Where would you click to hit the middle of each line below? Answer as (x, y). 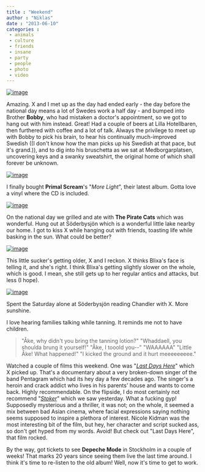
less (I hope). (23, 280)
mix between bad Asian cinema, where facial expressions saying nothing (98, 412)
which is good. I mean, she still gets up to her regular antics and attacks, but (102, 273)
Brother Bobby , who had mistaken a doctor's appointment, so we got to (97, 117)
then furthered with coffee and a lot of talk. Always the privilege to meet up (101, 130)
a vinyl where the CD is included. (48, 194)
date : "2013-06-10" (33, 23)
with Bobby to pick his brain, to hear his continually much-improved (91, 137)
